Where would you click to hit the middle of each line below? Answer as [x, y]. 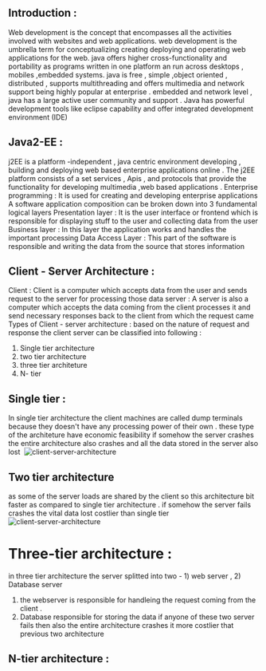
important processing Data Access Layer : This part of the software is [122, 238]
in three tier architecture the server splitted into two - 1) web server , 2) [125, 576]
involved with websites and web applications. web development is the [123, 41]
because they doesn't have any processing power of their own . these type [131, 427]
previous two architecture [62, 634]
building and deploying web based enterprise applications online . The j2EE [132, 170]
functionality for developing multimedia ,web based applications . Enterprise [133, 187]
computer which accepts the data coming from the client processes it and [129, 307]
